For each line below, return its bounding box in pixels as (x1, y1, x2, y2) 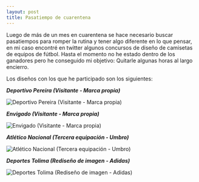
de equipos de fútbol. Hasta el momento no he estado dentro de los (6, 50, 175, 57)
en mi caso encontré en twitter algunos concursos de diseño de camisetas (6, 44, 193, 51)
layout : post (6, 8, 39, 15)
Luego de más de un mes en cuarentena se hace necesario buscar (6, 31, 174, 38)
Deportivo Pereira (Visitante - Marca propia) (6, 86, 121, 94)
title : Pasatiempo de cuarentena (6, 15, 91, 21)
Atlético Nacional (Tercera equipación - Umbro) (6, 134, 129, 141)
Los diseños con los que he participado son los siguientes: (6, 75, 153, 82)
